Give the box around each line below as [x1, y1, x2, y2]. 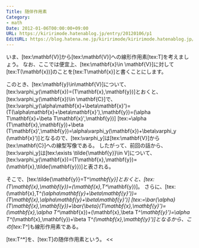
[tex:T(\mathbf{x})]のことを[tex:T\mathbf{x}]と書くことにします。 [6, 68, 167, 75]
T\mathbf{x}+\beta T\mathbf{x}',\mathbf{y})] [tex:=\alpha [6, 115, 147, 122]
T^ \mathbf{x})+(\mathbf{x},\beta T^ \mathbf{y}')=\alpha [53, 209, 190, 215]
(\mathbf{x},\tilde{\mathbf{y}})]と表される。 [6, 163, 114, 170]
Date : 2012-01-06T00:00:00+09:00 [6, 25, 89, 31]
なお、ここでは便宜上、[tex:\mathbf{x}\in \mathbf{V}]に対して [23, 61, 175, 68]
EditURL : [6, 36, 28, 42]
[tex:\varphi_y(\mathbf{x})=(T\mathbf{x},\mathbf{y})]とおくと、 [6, 88, 162, 95]
